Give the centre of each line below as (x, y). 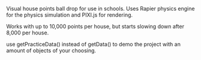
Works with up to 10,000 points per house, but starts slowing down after (95, 26)
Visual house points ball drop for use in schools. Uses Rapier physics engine (100, 9)
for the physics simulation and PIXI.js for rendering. (70, 15)
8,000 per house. (28, 33)
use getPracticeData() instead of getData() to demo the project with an (94, 44)
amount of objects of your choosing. (51, 50)
